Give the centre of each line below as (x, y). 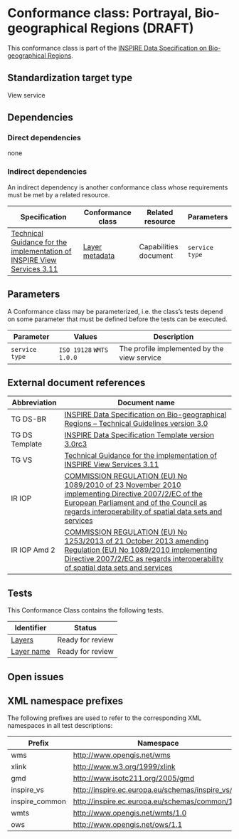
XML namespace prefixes (65, 700)
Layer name (31, 652)
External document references (76, 382)
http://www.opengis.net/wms (122, 755)
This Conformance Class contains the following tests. (85, 610)
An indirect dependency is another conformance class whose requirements (118, 187)
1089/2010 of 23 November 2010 (123, 485)
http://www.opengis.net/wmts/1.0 (130, 813)
